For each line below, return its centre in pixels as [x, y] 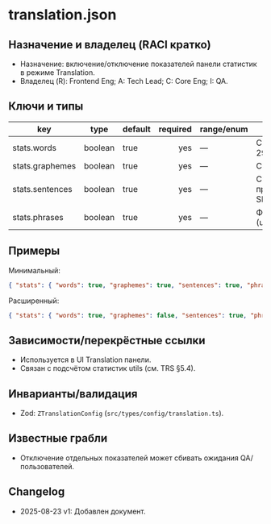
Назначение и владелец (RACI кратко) [110, 45]
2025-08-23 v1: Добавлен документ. [83, 511]
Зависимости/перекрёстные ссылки [107, 340]
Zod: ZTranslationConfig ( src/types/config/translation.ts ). [122, 413]
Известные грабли [58, 438]
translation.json [63, 15]
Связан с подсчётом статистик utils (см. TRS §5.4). [108, 368]
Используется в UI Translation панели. [85, 360]
